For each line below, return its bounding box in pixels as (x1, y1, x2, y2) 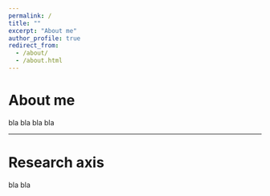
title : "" (8, 19, 42, 27)
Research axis (8, 153, 104, 171)
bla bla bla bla (8, 117, 55, 127)
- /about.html (15, 57, 63, 65)
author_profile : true (8, 34, 81, 43)
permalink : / (8, 11, 52, 20)
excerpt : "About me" (8, 27, 78, 35)
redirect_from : (8, 42, 59, 50)
